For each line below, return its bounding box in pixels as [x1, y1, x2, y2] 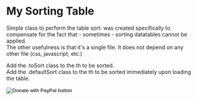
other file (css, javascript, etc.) [6, 50, 83, 57]
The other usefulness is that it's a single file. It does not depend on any [6, 44, 184, 51]
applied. [6, 37, 27, 44]
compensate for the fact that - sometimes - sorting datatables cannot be [6, 30, 188, 38]
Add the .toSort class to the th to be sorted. [6, 62, 115, 69]
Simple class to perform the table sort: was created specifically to [6, 24, 171, 32]
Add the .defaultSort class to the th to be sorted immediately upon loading [6, 68, 192, 75]
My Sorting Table [6, 4, 95, 18]
